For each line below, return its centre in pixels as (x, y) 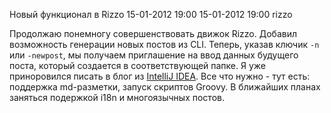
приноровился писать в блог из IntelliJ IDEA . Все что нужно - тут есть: (160, 76)
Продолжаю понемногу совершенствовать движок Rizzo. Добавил (153, 33)
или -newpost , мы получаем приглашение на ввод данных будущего (154, 55)
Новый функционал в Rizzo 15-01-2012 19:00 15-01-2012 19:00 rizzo (151, 14)
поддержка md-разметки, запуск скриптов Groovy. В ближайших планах (165, 87)
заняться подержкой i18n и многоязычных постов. (117, 97)
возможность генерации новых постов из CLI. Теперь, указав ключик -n (164, 44)
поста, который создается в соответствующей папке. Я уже (137, 65)
